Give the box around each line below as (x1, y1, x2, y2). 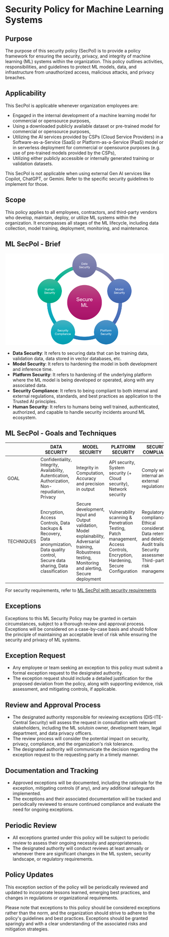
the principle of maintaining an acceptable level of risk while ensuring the (5, 631, 157, 637)
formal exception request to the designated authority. (12, 670, 123, 676)
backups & (40, 525, 63, 531)
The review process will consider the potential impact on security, (12, 736, 149, 742)
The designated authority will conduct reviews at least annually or (12, 845, 149, 851)
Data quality (40, 546, 65, 553)
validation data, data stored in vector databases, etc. (12, 355, 122, 361)
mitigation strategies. (5, 926, 49, 932)
